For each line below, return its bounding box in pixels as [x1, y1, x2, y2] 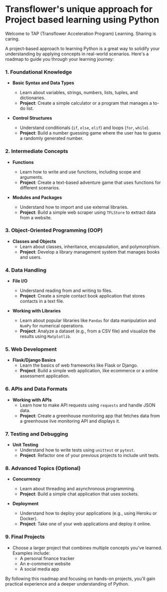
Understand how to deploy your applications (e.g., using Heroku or [19, 510, 157, 516]
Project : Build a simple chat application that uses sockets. [19, 491, 139, 497]
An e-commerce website [19, 561, 71, 567]
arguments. [19, 174, 43, 180]
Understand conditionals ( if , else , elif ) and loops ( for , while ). [19, 125, 150, 131]
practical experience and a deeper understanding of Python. [5, 581, 130, 587]
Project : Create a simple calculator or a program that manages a [19, 100, 152, 106]
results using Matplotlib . [19, 333, 71, 339]
